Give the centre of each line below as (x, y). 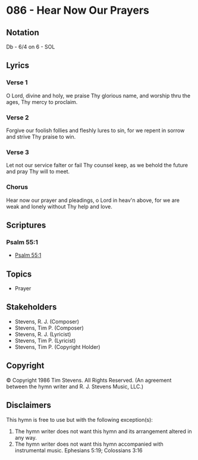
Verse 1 (17, 82)
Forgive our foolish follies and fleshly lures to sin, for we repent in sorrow (95, 130)
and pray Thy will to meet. (38, 171)
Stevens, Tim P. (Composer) (49, 328)
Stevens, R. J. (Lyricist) (43, 334)
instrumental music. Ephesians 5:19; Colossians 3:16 (78, 450)
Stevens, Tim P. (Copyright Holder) (57, 346)
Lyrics (18, 65)
